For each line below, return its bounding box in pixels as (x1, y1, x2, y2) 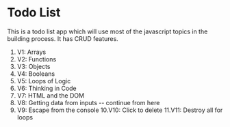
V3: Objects (16, 62, 51, 70)
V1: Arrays (16, 48, 47, 56)
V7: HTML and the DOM (16, 91, 84, 100)
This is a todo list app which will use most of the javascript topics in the (7, 27, 208, 36)
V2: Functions (16, 55, 57, 63)
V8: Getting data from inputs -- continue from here (16, 98, 160, 107)
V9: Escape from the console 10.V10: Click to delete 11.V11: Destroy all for (16, 106, 223, 114)
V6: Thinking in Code (16, 84, 77, 92)
